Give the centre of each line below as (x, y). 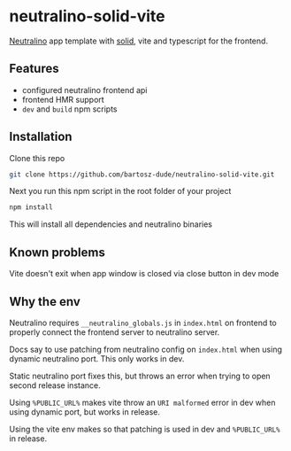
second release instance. (55, 385)
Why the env (45, 302)
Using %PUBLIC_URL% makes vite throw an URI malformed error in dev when (142, 402)
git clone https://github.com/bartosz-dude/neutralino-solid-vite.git (142, 175)
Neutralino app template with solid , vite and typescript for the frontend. (138, 41)
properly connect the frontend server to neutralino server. (115, 332)
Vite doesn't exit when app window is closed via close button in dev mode (144, 274)
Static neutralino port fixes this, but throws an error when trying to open (140, 376)
